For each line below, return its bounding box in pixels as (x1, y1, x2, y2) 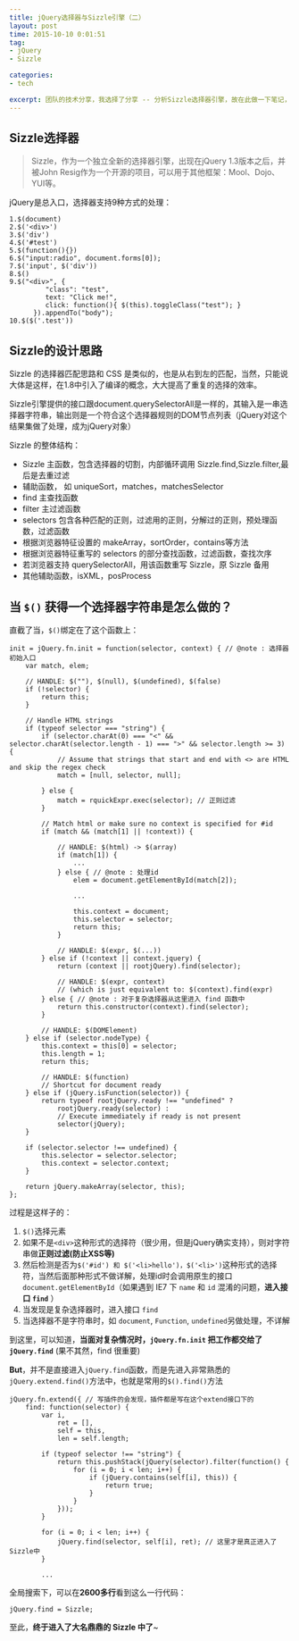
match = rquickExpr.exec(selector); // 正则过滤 (56, 796, 237, 805)
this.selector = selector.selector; (41, 1151, 178, 1160)
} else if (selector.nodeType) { (25, 1034, 150, 1043)
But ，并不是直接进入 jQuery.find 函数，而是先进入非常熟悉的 (9, 1364, 230, 1376)
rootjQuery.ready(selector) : (56, 1104, 170, 1113)
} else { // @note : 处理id (56, 868, 159, 877)
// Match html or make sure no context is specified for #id (41, 819, 274, 829)
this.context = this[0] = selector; (41, 1042, 178, 1051)
